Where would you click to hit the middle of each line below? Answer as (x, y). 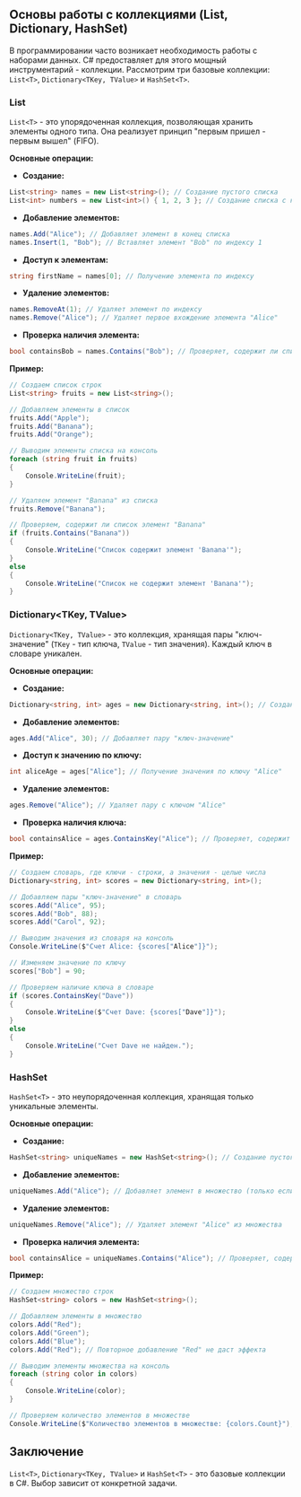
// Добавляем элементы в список (69, 409)
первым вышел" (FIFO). (54, 141)
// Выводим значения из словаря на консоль (92, 938)
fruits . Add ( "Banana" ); (52, 426)
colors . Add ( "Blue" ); (48, 1341)
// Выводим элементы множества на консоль (90, 1366)
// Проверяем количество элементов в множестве (100, 1415)
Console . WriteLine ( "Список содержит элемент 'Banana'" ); (134, 550)
